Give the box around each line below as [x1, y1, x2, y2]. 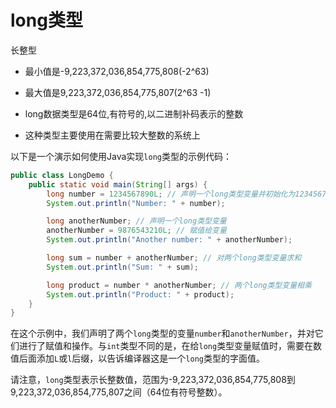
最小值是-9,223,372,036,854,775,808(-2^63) [24, 65, 210, 77]
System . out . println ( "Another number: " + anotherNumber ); [46, 235, 293, 245]
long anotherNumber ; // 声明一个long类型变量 [46, 216, 227, 226]
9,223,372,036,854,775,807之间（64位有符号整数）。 [10, 386, 228, 398]
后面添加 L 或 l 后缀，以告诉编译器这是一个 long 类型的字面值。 [18, 352, 265, 365]
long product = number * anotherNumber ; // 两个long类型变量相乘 [46, 280, 312, 290]
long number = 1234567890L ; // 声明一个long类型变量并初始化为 [46, 189, 296, 199]
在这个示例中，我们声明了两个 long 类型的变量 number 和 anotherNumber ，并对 [10, 327, 315, 340]
